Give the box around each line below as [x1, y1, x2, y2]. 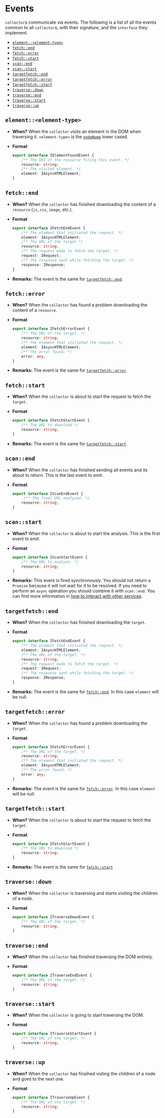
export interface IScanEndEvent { [12, 491, 83, 496]
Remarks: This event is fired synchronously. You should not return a [12, 578, 151, 583]
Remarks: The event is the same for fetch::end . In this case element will [12, 689, 159, 694]
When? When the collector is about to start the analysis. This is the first [12, 530, 160, 536]
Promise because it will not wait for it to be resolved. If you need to [12, 583, 147, 589]
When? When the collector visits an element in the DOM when [12, 128, 141, 134]
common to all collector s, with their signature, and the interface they [5, 24, 148, 30]
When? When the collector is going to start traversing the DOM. [12, 1012, 144, 1018]
